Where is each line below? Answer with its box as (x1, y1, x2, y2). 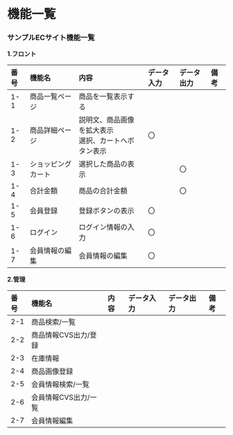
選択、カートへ (78, 136, 128, 145)
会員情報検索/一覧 (31, 380, 90, 389)
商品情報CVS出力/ (31, 330, 90, 340)
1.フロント (7, 50, 37, 58)
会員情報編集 (31, 416, 74, 426)
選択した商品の (78, 159, 128, 169)
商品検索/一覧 (31, 317, 76, 327)
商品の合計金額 (78, 186, 128, 196)
